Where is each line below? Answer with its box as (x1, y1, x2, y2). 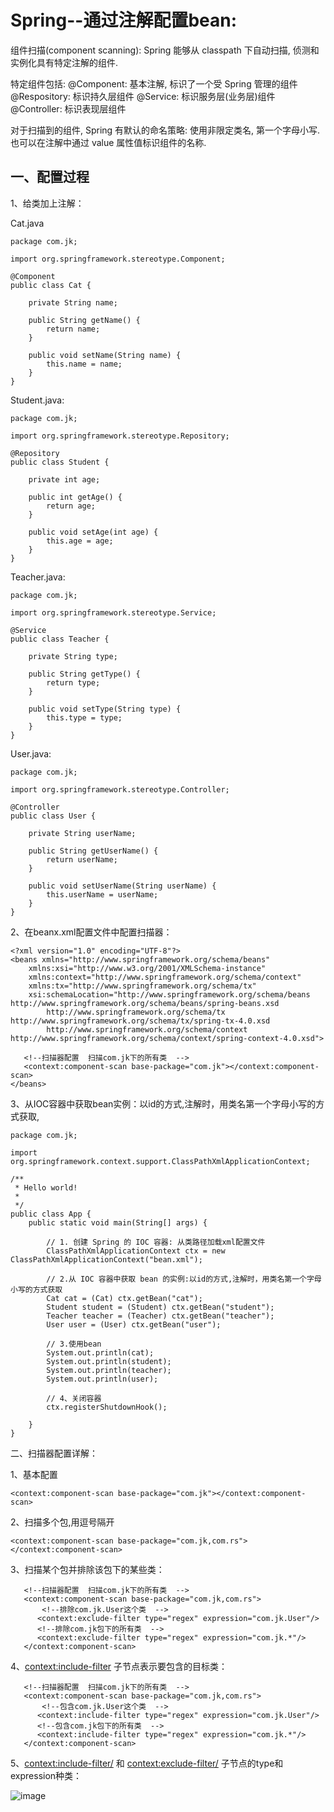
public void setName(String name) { (28, 350, 182, 360)
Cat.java (10, 217, 45, 229)
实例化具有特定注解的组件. (10, 56, 119, 68)
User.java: (10, 747, 52, 760)
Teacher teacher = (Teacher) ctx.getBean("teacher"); (46, 1311, 275, 1321)
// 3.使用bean (46, 1339, 102, 1349)
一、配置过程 (10, 169, 90, 186)
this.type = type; (46, 712, 123, 723)
